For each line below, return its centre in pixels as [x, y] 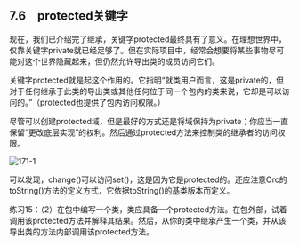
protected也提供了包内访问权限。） [102, 102]
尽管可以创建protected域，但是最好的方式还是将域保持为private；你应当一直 [149, 121]
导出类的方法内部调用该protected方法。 [81, 231]
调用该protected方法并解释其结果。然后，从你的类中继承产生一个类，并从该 [148, 220]
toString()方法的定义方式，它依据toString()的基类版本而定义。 [122, 190]
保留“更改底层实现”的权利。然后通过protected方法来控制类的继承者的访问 [144, 132]
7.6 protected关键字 [69, 16]
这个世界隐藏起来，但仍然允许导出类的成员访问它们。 [122, 61]
